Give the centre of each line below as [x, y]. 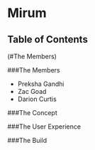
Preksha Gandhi [41, 84]
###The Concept [33, 113]
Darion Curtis [37, 99]
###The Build [27, 140]
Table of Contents [48, 39]
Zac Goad [32, 91]
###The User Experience [44, 127]
